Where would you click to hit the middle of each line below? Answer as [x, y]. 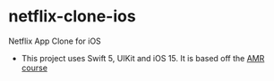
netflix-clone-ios [72, 16]
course [34, 68]
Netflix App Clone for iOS [55, 41]
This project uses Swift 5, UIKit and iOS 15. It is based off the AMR [143, 58]
